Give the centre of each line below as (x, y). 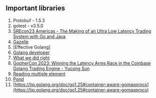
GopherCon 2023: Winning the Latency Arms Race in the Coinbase (82, 63)
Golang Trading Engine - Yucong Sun (51, 68)
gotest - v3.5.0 (28, 26)
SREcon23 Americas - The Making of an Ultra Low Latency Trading (82, 31)
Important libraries (35, 8)
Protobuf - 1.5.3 (29, 20)
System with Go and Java (39, 36)
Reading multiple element (39, 74)
